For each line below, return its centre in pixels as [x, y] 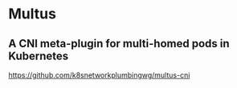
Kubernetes [39, 56]
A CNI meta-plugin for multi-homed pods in [119, 44]
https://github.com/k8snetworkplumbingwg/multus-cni [99, 75]
